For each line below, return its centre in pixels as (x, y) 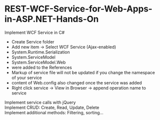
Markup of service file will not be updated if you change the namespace (83, 72)
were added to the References (42, 67)
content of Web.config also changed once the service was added (77, 82)
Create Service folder (33, 41)
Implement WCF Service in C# (35, 32)
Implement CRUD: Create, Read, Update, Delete (52, 107)
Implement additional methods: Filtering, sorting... (54, 112)
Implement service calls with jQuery (40, 102)
